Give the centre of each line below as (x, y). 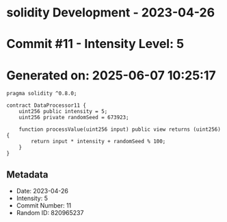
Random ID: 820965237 (50, 213)
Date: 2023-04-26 (42, 191)
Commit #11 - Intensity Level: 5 (95, 44)
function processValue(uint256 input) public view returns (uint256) (120, 129)
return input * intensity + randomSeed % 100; (98, 142)
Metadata (27, 174)
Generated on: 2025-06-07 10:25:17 (111, 75)
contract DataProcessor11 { (46, 106)
